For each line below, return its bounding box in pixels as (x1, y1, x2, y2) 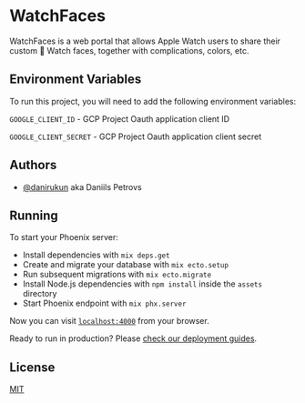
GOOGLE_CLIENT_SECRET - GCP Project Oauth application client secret (9, 131, 262, 142)
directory (22, 288, 57, 299)
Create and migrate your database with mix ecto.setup (22, 259, 229, 270)
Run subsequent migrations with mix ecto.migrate (22, 269, 212, 280)
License (9, 359, 56, 375)
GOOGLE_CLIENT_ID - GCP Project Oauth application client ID (9, 113, 230, 124)
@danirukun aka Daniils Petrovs (22, 181, 143, 192)
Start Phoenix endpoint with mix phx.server (22, 297, 187, 309)
